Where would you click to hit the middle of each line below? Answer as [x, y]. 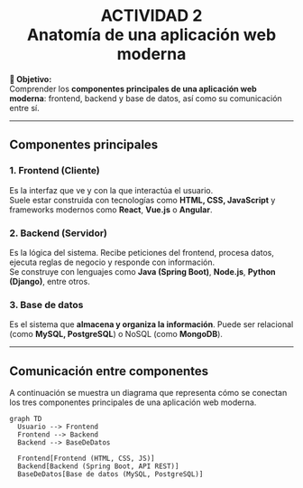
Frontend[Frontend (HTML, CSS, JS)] [86, 459]
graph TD [26, 419]
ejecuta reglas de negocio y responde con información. [112, 262]
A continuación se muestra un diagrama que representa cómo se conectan [148, 393]
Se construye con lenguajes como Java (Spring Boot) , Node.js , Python [142, 271]
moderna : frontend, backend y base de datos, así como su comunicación [146, 98]
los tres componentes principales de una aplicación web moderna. [133, 402]
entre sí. [24, 108]
